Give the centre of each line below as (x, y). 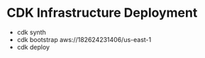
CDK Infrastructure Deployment (102, 13)
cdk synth (32, 32)
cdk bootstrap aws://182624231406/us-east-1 (84, 39)
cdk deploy (33, 47)
